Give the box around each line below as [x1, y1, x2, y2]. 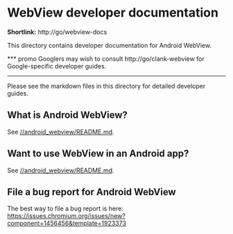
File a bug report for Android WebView [7, 186, 176, 198]
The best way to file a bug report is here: [7, 204, 123, 213]
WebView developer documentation [7, 5, 218, 21]
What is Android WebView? [7, 109, 128, 121]
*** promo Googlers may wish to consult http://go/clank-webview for [7, 54, 205, 63]
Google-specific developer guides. [7, 62, 107, 70]
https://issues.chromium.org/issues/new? [7, 212, 126, 220]
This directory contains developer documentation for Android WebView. [7, 41, 212, 49]
